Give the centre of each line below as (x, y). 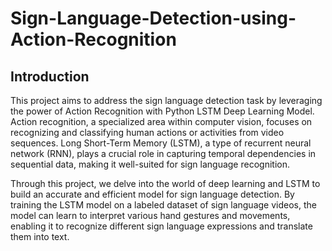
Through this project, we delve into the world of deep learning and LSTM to (165, 183)
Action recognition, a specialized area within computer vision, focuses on (161, 121)
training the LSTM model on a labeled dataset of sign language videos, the (163, 205)
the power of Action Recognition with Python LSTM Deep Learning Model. (162, 111)
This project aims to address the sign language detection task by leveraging (166, 100)
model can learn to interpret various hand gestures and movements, (150, 215)
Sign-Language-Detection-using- (153, 18)
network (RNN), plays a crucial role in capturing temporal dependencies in (163, 153)
